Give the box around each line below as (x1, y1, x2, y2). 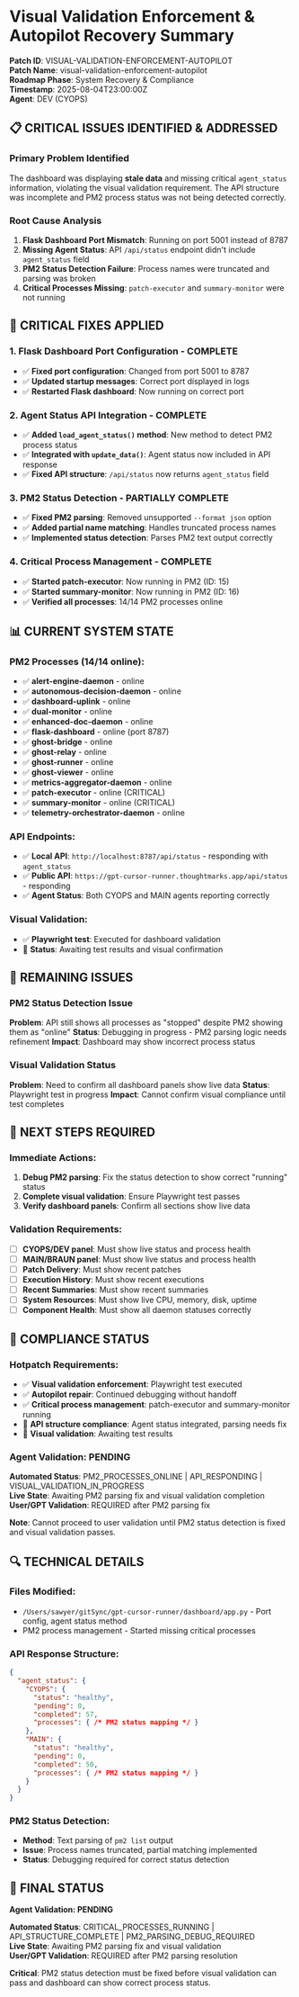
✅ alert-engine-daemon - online (22, 676, 145, 687)
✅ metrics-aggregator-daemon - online (22, 777, 172, 788)
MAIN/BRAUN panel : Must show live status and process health (22, 1254, 257, 1264)
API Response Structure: (9, 1647, 119, 1660)
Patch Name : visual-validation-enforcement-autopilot (9, 65, 208, 76)
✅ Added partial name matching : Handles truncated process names (22, 522, 277, 533)
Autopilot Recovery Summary (9, 25, 235, 46)
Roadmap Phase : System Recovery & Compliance (9, 74, 195, 85)
